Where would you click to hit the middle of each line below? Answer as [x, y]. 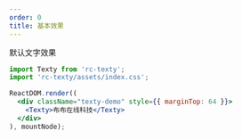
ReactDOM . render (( [43, 94]
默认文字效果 [32, 52]
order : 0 [25, 17]
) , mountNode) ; [37, 127]
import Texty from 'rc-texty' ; [67, 69]
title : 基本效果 [36, 26]
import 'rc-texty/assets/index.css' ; [79, 78]
